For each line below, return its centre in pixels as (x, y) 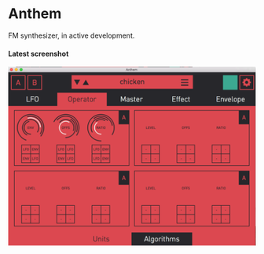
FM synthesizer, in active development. (71, 35)
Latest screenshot (38, 53)
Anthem (35, 14)
